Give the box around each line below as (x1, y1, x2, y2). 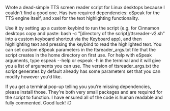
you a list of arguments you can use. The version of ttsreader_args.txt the (5, 63, 159, 69)
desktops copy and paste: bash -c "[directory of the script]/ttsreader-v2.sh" (5, 31, 165, 36)
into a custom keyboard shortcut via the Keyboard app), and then (5, 36, 142, 42)
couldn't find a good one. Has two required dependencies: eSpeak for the (5, 10, 160, 16)
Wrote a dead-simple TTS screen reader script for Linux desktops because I (5, 5, 165, 10)
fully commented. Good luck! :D (5, 100, 72, 106)
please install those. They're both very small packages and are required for (5, 89, 163, 95)
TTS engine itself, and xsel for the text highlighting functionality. (5, 15, 139, 21)
